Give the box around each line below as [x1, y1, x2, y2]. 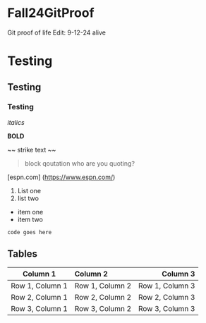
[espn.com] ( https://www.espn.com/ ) [7, 173, 116, 181]
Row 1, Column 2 [74, 281, 132, 291]
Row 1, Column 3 [138, 281, 195, 291]
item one [17, 207, 44, 216]
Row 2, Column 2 [74, 292, 132, 302]
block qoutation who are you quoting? [24, 159, 135, 167]
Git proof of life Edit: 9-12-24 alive [7, 28, 106, 37]
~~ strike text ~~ [7, 145, 56, 154]
